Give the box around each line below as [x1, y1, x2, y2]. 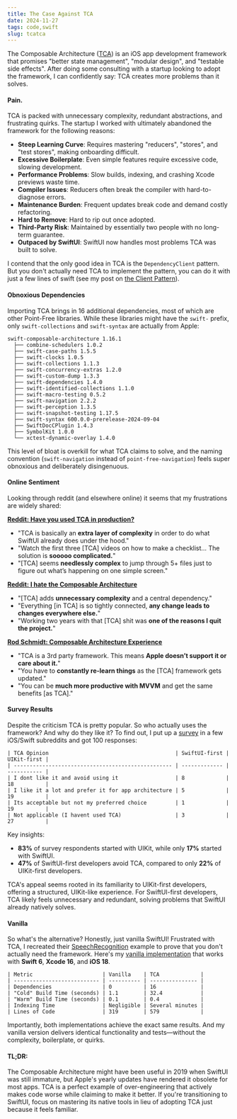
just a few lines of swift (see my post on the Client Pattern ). [7, 274, 180, 283]
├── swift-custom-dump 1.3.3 [13, 373, 100, 380]
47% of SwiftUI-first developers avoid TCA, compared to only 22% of [17, 859, 221, 868]
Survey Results [7, 705, 53, 714]
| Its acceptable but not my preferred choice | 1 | [7, 800, 230, 807]
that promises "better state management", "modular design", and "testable [7, 57, 224, 66]
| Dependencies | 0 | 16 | [7, 984, 204, 991]
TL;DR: [7, 1052, 28, 1060]
